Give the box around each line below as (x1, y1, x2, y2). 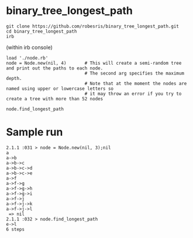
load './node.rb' (6, 55, 49, 61)
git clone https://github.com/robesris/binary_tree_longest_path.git (6, 23, 180, 29)
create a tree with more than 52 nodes (6, 96, 104, 101)
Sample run (6, 125, 63, 139)
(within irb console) (6, 44, 53, 51)
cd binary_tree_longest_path (6, 28, 77, 34)
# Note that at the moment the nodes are (84, 80, 187, 86)
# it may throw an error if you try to (84, 90, 182, 97)
